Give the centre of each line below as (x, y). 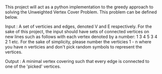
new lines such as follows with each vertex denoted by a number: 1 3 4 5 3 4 (81, 37)
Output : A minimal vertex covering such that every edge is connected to (77, 61)
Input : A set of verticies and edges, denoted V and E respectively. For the (79, 26)
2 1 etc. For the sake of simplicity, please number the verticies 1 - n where (78, 42)
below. (12, 17)
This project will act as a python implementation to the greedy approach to (79, 7)
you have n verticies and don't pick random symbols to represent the (74, 47)
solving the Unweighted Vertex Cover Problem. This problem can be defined (81, 12)
